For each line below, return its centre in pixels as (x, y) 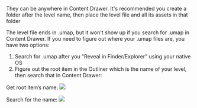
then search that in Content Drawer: (58, 75)
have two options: (28, 45)
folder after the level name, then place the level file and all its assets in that (97, 15)
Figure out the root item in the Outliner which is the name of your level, (101, 69)
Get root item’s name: (32, 87)
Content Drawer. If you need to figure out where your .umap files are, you (96, 39)
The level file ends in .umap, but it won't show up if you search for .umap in (98, 32)
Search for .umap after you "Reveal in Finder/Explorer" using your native (103, 56)
